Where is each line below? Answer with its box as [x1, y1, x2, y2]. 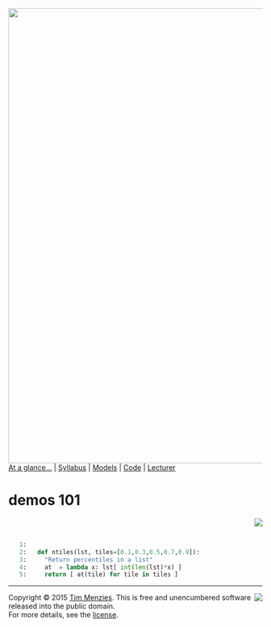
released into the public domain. [8, 601, 115, 611]
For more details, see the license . [8, 610, 119, 620]
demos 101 [8, 491, 81, 510]
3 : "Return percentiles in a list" [19, 555, 153, 564]
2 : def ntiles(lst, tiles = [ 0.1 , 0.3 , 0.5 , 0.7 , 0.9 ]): [19, 548, 200, 556]
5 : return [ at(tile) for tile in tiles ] [19, 570, 179, 578]
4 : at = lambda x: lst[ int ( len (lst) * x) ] [19, 563, 182, 571]
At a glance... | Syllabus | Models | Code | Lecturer [8, 463, 176, 472]
